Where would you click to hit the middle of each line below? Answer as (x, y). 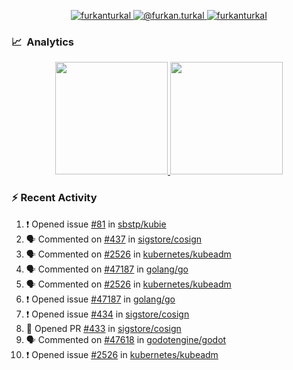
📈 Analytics (43, 42)
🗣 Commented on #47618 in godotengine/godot (126, 339)
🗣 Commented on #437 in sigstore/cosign (114, 239)
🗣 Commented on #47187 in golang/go (107, 269)
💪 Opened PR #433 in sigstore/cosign (103, 328)
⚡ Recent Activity (54, 198)
